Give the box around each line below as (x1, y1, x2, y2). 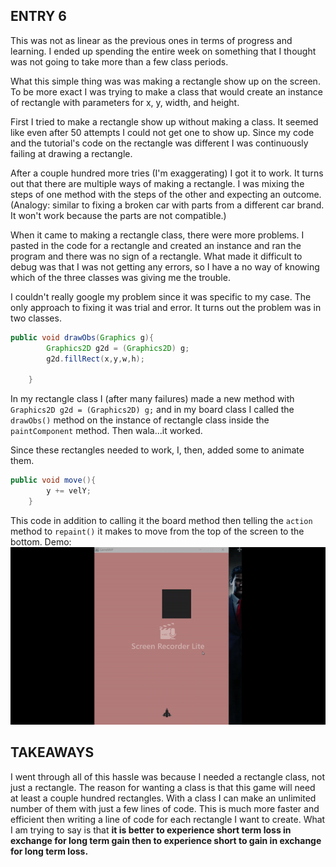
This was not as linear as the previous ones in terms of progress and (10, 34, 293, 46)
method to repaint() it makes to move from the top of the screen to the (10, 525, 305, 537)
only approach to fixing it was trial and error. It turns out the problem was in (10, 301, 322, 313)
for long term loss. (10, 845, 89, 857)
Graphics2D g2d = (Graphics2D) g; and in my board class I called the (10, 404, 295, 416)
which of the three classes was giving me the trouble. (10, 271, 231, 283)
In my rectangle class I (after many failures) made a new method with (10, 393, 295, 405)
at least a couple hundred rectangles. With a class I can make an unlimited (10, 792, 317, 804)
